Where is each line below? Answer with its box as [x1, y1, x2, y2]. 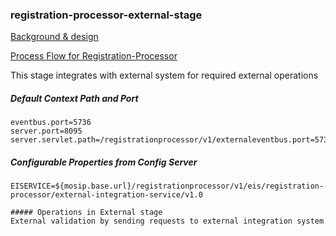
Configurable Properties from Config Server [10, 156, 198, 168]
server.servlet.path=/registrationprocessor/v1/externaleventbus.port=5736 [10, 135, 333, 145]
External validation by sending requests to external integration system [10, 216, 325, 227]
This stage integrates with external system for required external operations [10, 69, 319, 82]
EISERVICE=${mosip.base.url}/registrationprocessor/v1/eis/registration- [10, 181, 325, 192]
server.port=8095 [10, 126, 83, 137]
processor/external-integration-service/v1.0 [10, 190, 203, 200]
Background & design [10, 31, 99, 43]
